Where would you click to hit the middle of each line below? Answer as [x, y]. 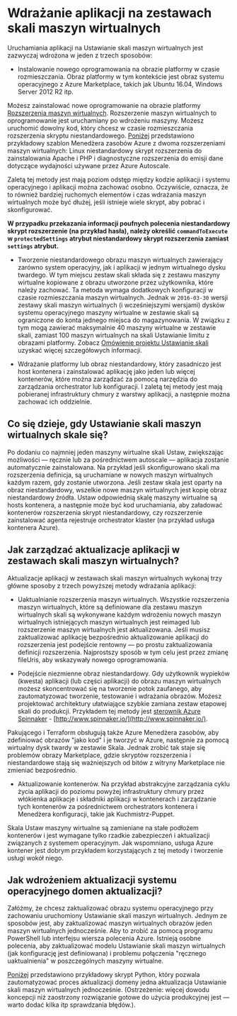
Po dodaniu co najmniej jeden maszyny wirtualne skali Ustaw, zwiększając [116, 452]
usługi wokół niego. [35, 858]
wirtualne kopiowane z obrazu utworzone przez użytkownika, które [115, 282]
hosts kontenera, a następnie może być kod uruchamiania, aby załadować [115, 504]
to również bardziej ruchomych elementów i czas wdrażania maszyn [107, 194]
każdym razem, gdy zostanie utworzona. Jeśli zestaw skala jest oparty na [115, 482]
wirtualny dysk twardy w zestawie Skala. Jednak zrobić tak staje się [106, 747]
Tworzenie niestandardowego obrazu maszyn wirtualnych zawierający [120, 260]
